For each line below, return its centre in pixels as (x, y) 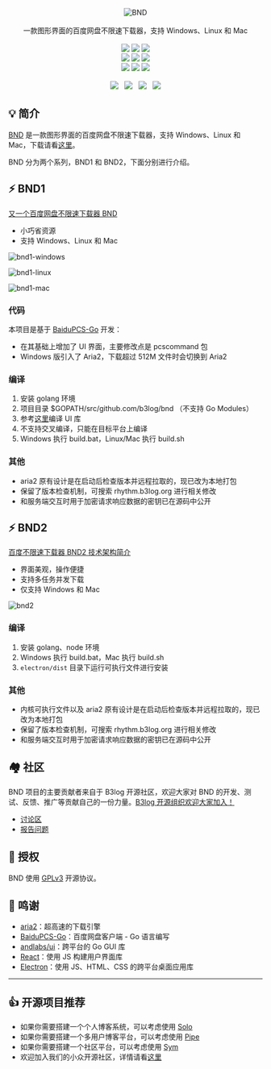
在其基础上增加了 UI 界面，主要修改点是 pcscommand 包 (114, 346)
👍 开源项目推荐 (47, 1002)
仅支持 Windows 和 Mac (60, 589)
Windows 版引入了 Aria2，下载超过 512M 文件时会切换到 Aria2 (123, 356)
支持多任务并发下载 (52, 580)
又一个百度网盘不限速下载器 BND (63, 213)
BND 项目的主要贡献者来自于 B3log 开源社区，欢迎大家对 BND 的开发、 (126, 792)
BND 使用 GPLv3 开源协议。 (54, 878)
